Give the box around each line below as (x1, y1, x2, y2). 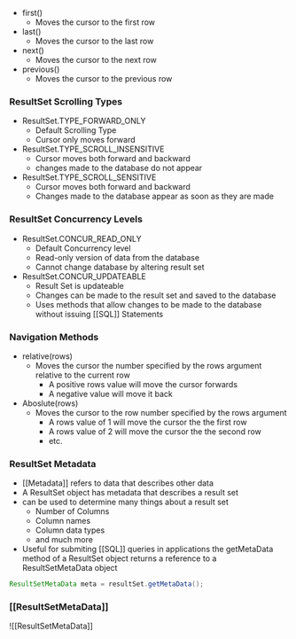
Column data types (35, 525, 105, 535)
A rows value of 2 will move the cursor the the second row (48, 425, 261, 437)
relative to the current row (35, 370, 130, 380)
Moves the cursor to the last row (35, 35, 154, 46)
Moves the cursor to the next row (35, 55, 157, 65)
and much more (35, 534, 93, 545)
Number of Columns (35, 506, 110, 517)
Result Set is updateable (35, 280, 124, 291)
